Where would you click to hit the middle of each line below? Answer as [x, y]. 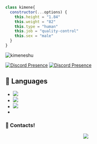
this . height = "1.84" [37, 17]
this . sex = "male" [34, 36]
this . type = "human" [36, 26]
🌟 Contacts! [20, 125]
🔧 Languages [26, 81]
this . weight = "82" [35, 22]
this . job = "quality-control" [47, 31]
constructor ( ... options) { [39, 12]
